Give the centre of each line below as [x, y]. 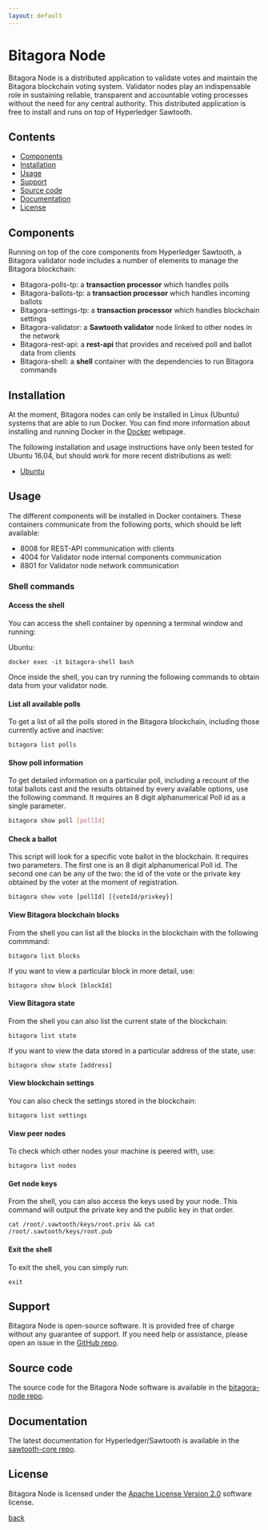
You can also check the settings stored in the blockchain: [102, 1101]
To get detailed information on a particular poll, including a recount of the [129, 780]
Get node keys [33, 1183]
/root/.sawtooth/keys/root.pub [60, 1232]
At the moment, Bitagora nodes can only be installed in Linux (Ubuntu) [124, 415]
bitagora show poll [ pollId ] [57, 821]
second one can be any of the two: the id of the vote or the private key [125, 874]
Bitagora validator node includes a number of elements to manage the [123, 261]
